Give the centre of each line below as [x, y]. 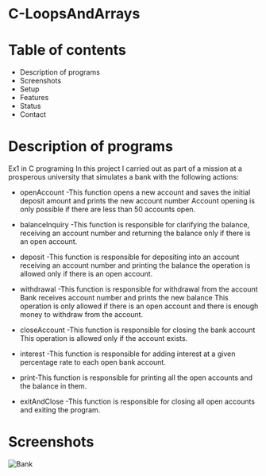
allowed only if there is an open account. [86, 274]
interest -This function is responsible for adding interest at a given [127, 354]
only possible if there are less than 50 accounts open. [108, 209]
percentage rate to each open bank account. [93, 362]
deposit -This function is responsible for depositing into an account [129, 257]
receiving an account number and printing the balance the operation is [135, 265]
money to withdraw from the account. [81, 315]
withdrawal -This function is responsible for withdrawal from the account [139, 289]
